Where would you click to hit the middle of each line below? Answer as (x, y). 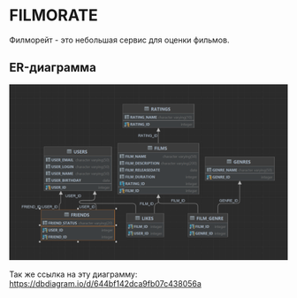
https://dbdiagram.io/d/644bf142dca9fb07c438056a (105, 283)
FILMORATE (54, 15)
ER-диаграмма (53, 68)
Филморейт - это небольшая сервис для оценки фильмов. (119, 40)
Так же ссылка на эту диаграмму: (73, 274)
